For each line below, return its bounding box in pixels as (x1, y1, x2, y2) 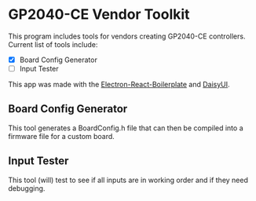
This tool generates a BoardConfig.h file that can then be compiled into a (8, 123, 243, 133)
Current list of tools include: (8, 39, 98, 49)
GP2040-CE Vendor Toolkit (8, 5, 190, 24)
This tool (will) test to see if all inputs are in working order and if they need (8, 175, 249, 185)
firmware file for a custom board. (8, 131, 115, 141)
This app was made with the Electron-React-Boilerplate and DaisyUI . (8, 80, 230, 90)
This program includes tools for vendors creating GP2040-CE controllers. (8, 31, 246, 41)
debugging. (8, 183, 46, 193)
